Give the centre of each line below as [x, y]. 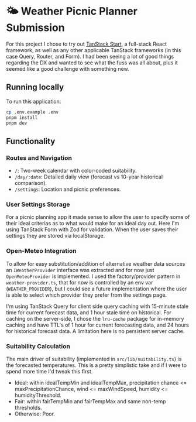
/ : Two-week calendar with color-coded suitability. [75, 171]
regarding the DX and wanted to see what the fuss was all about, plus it [92, 63]
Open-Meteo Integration [42, 251]
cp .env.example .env [32, 112]
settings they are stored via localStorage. [56, 236]
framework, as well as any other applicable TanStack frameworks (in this [94, 50]
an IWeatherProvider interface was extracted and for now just [80, 270]
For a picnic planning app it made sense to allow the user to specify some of [98, 217]
